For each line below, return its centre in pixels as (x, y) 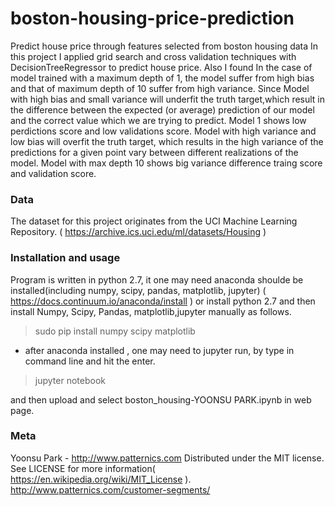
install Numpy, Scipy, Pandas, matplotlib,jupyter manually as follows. (151, 311)
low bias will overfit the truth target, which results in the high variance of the (167, 141)
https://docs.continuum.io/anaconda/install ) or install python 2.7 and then (163, 301)
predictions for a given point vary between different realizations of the (154, 152)
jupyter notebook (70, 380)
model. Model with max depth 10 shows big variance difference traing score (166, 163)
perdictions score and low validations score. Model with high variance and (163, 131)
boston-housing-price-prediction (152, 18)
